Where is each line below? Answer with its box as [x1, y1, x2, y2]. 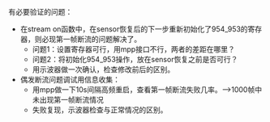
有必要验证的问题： [8, 7, 73, 16]
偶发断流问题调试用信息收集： [19, 75, 120, 84]
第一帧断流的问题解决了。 [55, 35, 142, 44]
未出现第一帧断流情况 [32, 95, 104, 104]
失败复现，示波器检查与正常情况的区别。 [32, 105, 168, 115]
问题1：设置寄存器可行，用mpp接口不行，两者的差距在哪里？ [32, 44, 235, 54]
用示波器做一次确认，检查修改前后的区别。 [32, 65, 175, 74]
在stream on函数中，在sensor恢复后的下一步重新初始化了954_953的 [19, 24, 249, 34]
